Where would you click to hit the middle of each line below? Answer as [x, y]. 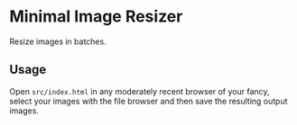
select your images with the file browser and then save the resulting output [148, 101]
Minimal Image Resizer [96, 17]
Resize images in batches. [58, 41]
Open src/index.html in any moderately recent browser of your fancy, [139, 91]
